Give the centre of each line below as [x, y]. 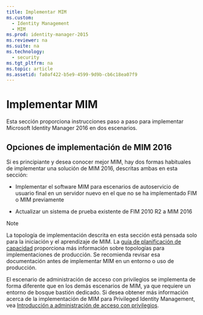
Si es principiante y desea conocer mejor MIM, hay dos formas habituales [99, 162]
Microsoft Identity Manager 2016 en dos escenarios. [72, 128]
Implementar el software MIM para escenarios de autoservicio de [97, 186]
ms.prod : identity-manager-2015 [47, 35]
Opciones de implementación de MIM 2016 [89, 147]
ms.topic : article [30, 69]
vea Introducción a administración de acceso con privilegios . [83, 305]
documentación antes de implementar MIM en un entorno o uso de [90, 261]
